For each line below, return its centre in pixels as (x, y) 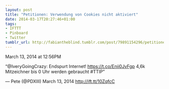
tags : (11, 24)
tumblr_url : (18, 42)
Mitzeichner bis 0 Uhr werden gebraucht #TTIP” (55, 71)
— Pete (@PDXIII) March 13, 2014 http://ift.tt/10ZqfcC (60, 81)
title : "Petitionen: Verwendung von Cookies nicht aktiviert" (72, 14)
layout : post (19, 10)
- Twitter (16, 38)
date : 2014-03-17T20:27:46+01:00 (40, 19)
